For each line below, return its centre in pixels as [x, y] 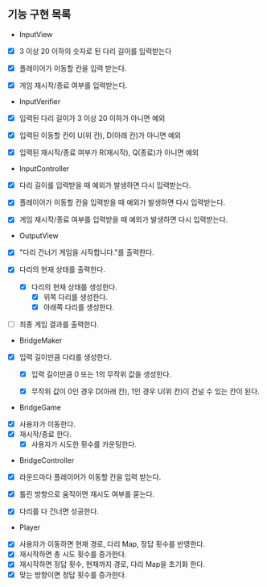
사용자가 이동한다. [47, 424]
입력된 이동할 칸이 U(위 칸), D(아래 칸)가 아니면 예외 [100, 135]
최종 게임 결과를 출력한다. [59, 324]
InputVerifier [40, 102]
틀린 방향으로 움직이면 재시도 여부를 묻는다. [87, 494]
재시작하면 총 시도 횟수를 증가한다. [73, 554]
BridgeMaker [41, 340]
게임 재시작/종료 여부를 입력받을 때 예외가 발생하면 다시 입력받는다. [123, 219]
